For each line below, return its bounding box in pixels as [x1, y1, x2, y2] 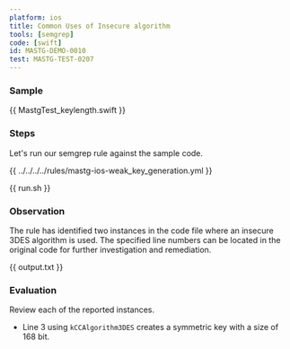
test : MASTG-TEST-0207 [9, 55, 94, 64]
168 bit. [22, 331, 50, 342]
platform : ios [9, 13, 63, 22]
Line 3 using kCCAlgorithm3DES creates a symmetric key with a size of [22, 322, 279, 333]
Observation [9, 205, 66, 217]
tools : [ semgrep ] [9, 30, 75, 39]
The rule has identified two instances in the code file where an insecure [9, 225, 274, 236]
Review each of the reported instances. [9, 304, 155, 315]
